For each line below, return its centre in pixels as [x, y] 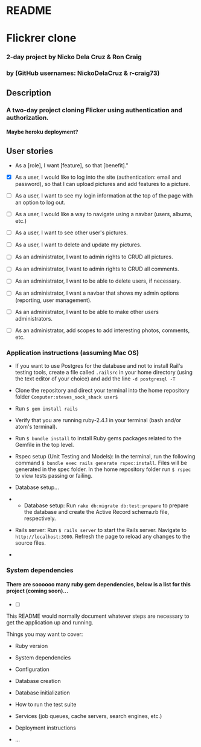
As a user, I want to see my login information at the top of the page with [104, 196]
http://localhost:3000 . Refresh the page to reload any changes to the [103, 536]
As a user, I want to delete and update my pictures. [78, 245]
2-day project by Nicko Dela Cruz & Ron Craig [74, 57]
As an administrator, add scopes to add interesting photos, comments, [102, 330]
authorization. [28, 117]
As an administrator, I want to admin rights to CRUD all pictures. [94, 257]
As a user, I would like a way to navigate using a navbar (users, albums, [104, 214]
